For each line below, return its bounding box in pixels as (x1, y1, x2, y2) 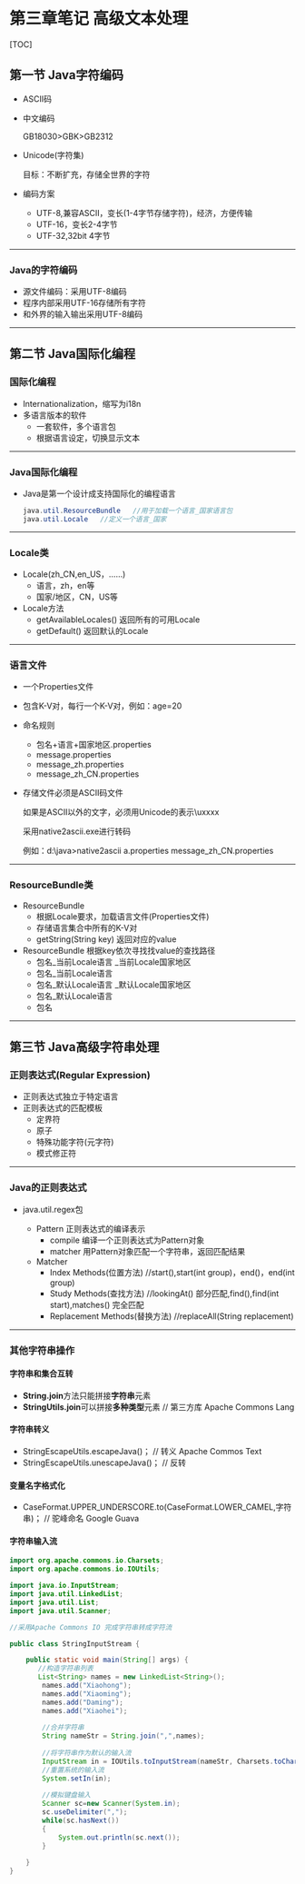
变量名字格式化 (9, 1480, 65, 1491)
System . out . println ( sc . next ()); (57, 1832, 181, 1842)
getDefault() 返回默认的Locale (35, 626, 149, 637)
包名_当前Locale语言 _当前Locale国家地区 (35, 956, 192, 967)
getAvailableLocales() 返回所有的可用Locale (35, 614, 201, 625)
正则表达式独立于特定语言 (22, 1091, 119, 1102)
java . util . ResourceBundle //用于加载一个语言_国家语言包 (22, 506, 233, 516)
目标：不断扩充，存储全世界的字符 (22, 169, 151, 180)
